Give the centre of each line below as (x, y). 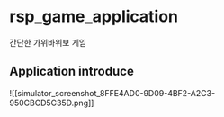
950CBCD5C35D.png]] (52, 103)
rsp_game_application (94, 17)
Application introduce (72, 72)
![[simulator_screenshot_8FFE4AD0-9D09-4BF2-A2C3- (112, 93)
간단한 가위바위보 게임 (48, 42)
